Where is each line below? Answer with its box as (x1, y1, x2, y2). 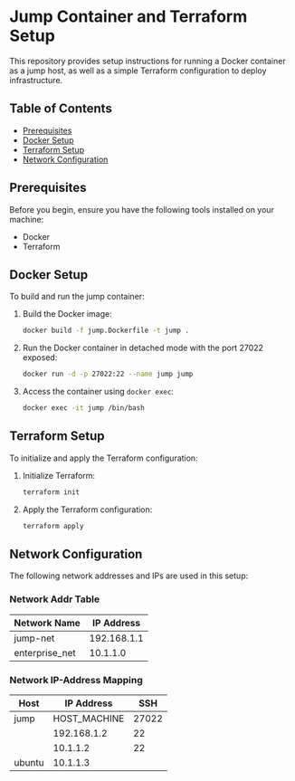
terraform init (22, 487, 81, 497)
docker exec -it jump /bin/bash (22, 404, 145, 413)
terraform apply (22, 521, 84, 530)
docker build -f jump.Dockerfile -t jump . (22, 326, 190, 336)
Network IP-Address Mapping (9, 673, 143, 686)
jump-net (14, 632, 55, 644)
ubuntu (14, 756, 44, 768)
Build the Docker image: (22, 309, 113, 319)
